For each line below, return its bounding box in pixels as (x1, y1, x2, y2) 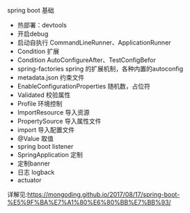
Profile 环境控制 (17, 100, 63, 108)
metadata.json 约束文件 (17, 73, 85, 82)
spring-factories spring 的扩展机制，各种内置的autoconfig (17, 65, 184, 73)
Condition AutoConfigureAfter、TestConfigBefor (17, 56, 157, 64)
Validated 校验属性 (17, 91, 71, 99)
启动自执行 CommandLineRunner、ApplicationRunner (17, 38, 172, 47)
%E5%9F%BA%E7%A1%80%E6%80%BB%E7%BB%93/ (7, 198, 172, 206)
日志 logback (17, 168, 55, 176)
